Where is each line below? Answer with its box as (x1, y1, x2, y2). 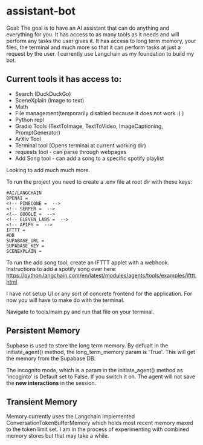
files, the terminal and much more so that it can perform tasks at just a (6, 44, 181, 51)
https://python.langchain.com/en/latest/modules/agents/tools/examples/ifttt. (6, 272, 197, 279)
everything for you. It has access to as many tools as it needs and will (6, 30, 179, 38)
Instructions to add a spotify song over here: (6, 265, 117, 272)
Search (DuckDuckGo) (14, 90, 71, 98)
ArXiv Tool (14, 135, 41, 142)
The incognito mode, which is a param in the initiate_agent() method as (6, 366, 183, 373)
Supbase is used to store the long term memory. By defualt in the (6, 341, 169, 349)
